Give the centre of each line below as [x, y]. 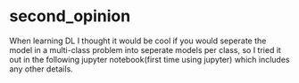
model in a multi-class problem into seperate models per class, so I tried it [145, 49]
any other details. [41, 69]
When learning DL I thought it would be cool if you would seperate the [138, 41]
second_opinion [70, 16]
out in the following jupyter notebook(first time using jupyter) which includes [149, 59]
